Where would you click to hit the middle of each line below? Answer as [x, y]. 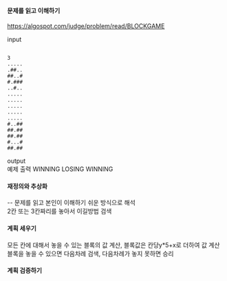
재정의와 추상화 [28, 186]
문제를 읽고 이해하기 [34, 10]
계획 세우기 [22, 228]
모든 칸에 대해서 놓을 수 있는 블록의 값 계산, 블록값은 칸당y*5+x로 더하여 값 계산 [113, 245]
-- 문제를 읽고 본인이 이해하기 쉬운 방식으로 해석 [72, 203]
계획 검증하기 [25, 271]
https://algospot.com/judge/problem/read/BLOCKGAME [86, 26]
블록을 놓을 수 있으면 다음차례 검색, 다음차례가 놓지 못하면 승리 [90, 254]
